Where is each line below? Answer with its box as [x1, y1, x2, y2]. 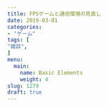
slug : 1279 [7, 82, 39, 89]
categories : [7, 23, 42, 30]
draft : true [7, 89, 42, 96]
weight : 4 [20, 75, 49, 83]
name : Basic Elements [20, 69, 83, 76]
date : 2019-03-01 [7, 17, 58, 24]
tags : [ [7, 37, 30, 44]
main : [13, 63, 30, 70]
